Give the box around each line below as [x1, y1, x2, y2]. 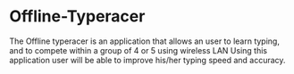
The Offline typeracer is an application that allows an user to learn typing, [9, 36, 280, 46]
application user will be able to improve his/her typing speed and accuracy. [9, 54, 286, 65]
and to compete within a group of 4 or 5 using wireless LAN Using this [9, 45, 268, 55]
